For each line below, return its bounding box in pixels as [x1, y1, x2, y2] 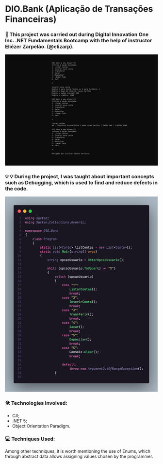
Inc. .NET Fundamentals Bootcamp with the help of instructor [5, 37, 152, 44]
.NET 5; [12, 418, 28, 424]
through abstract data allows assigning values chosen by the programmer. [5, 453, 154, 460]
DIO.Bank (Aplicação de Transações [5, 3, 153, 15]
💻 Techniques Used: [5, 435, 55, 442]
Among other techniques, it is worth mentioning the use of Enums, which [5, 448, 150, 454]
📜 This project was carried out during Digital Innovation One [5, 31, 149, 38]
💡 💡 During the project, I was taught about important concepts [5, 173, 154, 180]
